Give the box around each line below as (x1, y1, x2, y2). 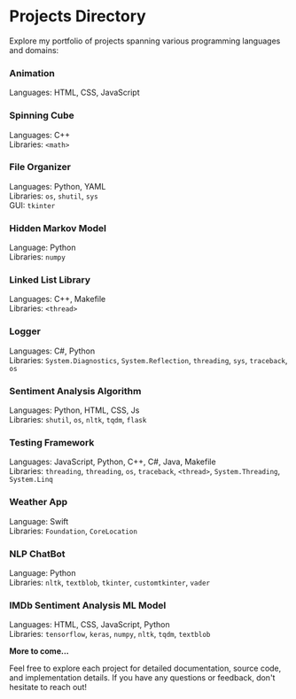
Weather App (9, 496, 68, 509)
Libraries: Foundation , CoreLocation (9, 525, 137, 536)
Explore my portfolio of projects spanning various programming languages (9, 35, 281, 46)
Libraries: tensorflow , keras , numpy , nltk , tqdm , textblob (9, 629, 211, 640)
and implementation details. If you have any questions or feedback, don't (9, 672, 276, 683)
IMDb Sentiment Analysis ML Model (9, 599, 167, 611)
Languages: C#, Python (9, 346, 96, 356)
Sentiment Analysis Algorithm (9, 384, 142, 397)
